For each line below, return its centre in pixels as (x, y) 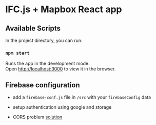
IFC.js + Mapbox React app (64, 9)
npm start (17, 53)
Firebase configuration (43, 85)
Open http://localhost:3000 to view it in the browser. (61, 69)
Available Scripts (33, 28)
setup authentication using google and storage (62, 107)
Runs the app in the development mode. (47, 64)
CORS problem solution (37, 117)
